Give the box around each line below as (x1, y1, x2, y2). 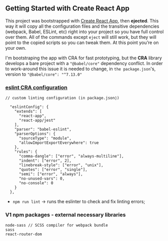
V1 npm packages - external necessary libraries (5, 211, 126, 218)
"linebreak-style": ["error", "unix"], (18, 163, 103, 168)
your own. (5, 45, 26, 51)
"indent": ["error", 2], (18, 158, 72, 163)
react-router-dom (5, 232, 42, 237)
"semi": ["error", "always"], (18, 171, 83, 177)
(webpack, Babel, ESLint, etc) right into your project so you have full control (5, 28, 164, 35)
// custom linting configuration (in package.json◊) (5, 96, 120, 101)
